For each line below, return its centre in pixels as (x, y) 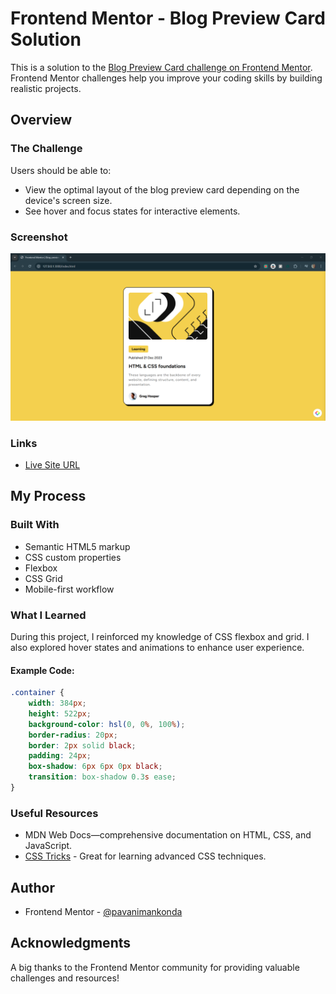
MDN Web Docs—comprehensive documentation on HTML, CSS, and (168, 835)
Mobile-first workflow (69, 589)
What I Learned (48, 615)
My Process (48, 496)
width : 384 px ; (57, 703)
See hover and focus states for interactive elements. (132, 211)
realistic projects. (46, 88)
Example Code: (42, 670)
